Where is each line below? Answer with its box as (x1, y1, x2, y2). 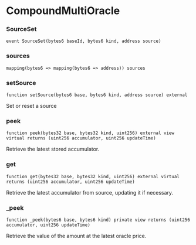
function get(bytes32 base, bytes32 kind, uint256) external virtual (6, 173, 180, 179)
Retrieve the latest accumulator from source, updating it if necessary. (6, 189, 174, 196)
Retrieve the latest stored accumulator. (6, 145, 100, 153)
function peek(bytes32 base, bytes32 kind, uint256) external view (6, 130, 175, 136)
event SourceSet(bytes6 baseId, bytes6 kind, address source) (6, 38, 161, 45)
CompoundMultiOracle (6, 4, 120, 18)
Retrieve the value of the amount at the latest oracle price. (6, 232, 147, 239)
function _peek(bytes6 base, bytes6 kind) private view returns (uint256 (6, 217, 191, 223)
